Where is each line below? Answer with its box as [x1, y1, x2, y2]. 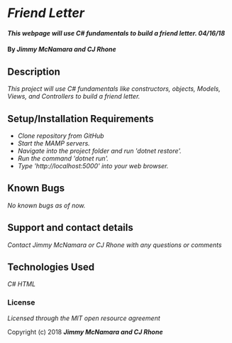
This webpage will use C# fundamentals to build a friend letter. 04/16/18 [7, 28, 226, 37]
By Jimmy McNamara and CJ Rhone [7, 45, 116, 54]
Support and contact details [7, 222, 133, 234]
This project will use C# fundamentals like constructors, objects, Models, [7, 85, 221, 93]
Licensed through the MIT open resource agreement [7, 314, 161, 322]
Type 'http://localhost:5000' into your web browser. [17, 162, 169, 170]
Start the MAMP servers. [17, 139, 90, 147]
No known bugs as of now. [7, 201, 86, 209]
